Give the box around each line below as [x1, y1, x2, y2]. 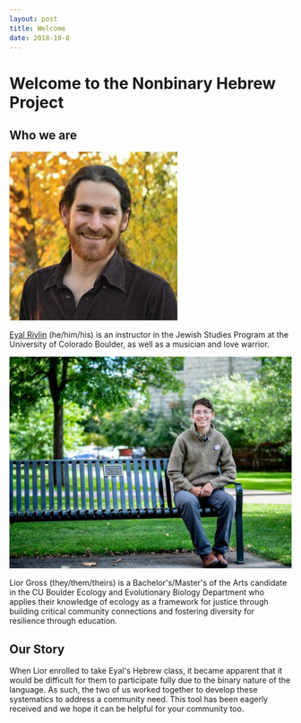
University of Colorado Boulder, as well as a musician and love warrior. [9, 339, 271, 349]
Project [9, 92, 64, 112]
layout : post [9, 14, 58, 23]
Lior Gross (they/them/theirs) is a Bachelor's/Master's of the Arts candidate [9, 578, 288, 589]
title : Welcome [9, 23, 66, 33]
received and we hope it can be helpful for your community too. [9, 703, 245, 714]
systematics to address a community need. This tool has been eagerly [9, 694, 269, 705]
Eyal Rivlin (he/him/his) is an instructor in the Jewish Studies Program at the [9, 330, 289, 340]
